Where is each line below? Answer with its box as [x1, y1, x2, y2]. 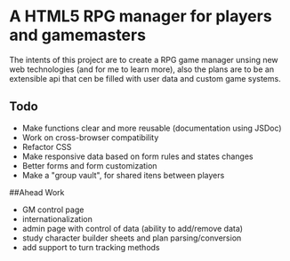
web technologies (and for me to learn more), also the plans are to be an [9, 64, 274, 75]
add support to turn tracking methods [21, 241, 160, 252]
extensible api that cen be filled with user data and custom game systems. [9, 73, 282, 83]
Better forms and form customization [21, 160, 157, 170]
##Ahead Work [9, 186, 65, 197]
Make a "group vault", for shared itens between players [21, 170, 225, 180]
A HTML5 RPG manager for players [9, 6, 273, 27]
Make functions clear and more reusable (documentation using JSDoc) [21, 123, 282, 133]
